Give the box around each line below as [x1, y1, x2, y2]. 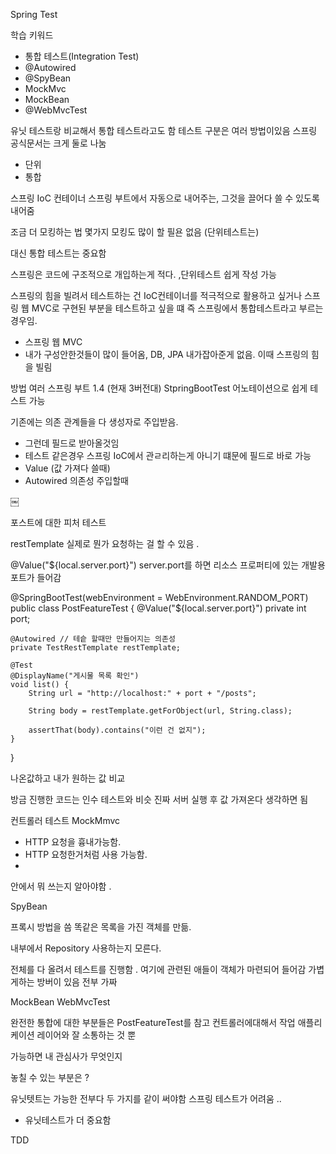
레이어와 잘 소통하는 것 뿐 [36, 1029, 137, 1041]
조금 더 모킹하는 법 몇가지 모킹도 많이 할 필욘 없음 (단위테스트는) [10, 226, 260, 238]
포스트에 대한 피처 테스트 [10, 517, 107, 528]
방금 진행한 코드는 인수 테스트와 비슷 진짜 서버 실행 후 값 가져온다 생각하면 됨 [10, 794, 309, 805]
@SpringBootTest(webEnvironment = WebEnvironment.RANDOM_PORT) [10, 592, 309, 603]
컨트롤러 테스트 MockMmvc [10, 815, 121, 826]
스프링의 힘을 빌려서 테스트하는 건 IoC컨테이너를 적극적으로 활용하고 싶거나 [10, 290, 303, 301]
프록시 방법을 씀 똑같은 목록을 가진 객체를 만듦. [10, 921, 192, 933]
